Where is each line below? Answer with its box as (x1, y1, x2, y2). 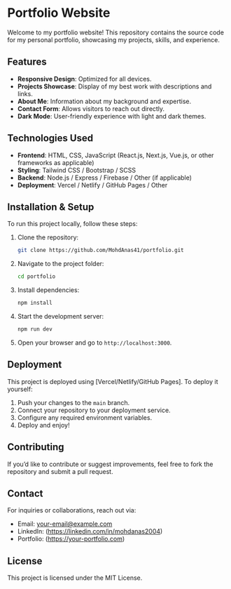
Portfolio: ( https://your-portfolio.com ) (17, 535, 125, 543)
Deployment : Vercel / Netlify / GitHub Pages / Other (17, 180, 168, 189)
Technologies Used (7, 132, 93, 145)
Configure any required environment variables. (17, 413, 153, 422)
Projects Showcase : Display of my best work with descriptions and (17, 82, 212, 91)
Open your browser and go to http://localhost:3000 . (17, 338, 172, 347)
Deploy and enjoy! (17, 421, 70, 429)
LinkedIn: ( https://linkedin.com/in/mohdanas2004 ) (17, 527, 163, 536)
